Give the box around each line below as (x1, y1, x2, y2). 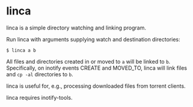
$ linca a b (6, 47, 36, 53)
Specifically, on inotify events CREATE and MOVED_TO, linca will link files (6, 64, 188, 72)
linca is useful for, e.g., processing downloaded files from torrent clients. (6, 82, 186, 90)
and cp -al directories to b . (6, 70, 73, 78)
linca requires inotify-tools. (6, 94, 73, 101)
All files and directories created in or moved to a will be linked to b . (6, 58, 171, 65)
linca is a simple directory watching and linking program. (6, 24, 146, 31)
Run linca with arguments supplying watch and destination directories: (6, 35, 180, 43)
